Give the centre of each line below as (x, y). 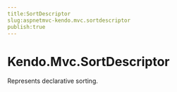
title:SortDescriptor (39, 14)
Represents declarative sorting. (53, 81)
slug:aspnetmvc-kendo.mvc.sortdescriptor (69, 20)
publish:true (26, 27)
